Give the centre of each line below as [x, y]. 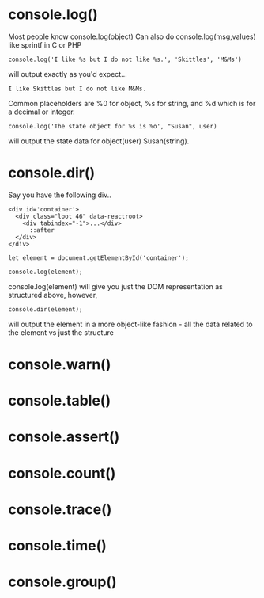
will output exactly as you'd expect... [68, 74]
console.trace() [60, 509]
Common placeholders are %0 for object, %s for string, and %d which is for [132, 103]
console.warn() [60, 365]
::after [42, 230]
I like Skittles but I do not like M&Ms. [77, 89]
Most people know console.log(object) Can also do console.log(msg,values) [132, 36]
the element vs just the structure [61, 332]
